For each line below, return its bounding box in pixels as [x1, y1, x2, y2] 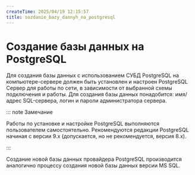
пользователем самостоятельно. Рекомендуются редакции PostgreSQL [6, 126, 189, 133]
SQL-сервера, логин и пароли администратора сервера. [23, 97, 168, 104]
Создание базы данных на [6, 40, 144, 53]
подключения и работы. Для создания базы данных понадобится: [6, 91, 174, 98]
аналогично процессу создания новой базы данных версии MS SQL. [6, 162, 181, 169]
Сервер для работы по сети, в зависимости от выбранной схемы [6, 84, 172, 92]
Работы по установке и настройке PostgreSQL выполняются [6, 120, 159, 128]
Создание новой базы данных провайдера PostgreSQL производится [6, 155, 183, 163]
